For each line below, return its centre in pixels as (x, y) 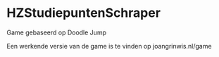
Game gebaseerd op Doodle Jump (57, 32)
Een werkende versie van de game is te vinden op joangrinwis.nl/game (109, 46)
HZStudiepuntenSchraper (84, 13)
